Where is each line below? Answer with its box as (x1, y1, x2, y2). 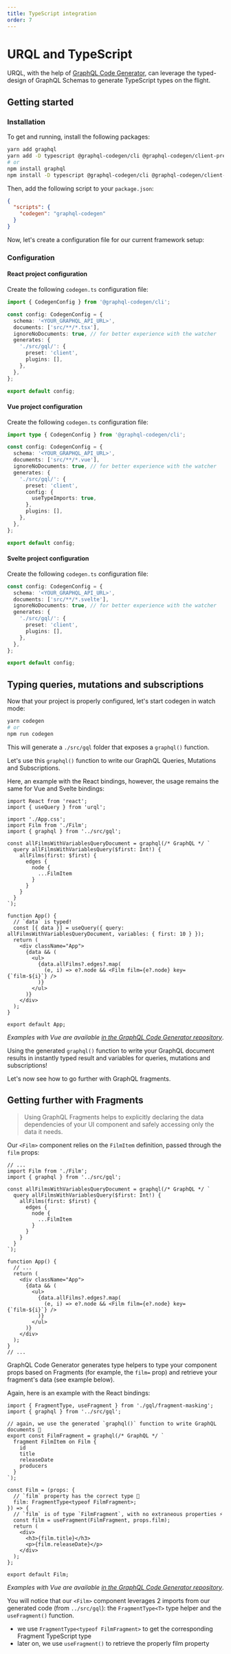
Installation (7, 117, 46, 126)
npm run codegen (7, 730, 54, 737)
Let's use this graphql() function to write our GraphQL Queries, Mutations (7, 756, 217, 764)
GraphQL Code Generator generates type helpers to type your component (7, 1360, 217, 1369)
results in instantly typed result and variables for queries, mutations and (7, 1053, 211, 1062)
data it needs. (23, 1127, 63, 1135)
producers (19, 1462, 48, 1469)
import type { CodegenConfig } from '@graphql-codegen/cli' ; (7, 431, 186, 438)
